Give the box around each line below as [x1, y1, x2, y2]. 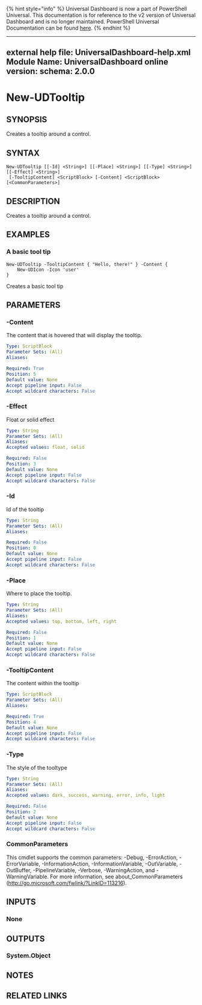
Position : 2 [6, 809, 36, 815]
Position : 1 [6, 635, 36, 641]
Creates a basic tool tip [6, 282, 64, 290]
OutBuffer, [6, 866, 32, 873]
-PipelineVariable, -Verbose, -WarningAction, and [32, 866, 155, 873]
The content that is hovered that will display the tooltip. [6, 332, 142, 339]
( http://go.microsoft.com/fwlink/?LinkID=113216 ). [6, 879, 127, 886]
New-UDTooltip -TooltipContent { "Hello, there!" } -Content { [6, 261, 168, 267]
